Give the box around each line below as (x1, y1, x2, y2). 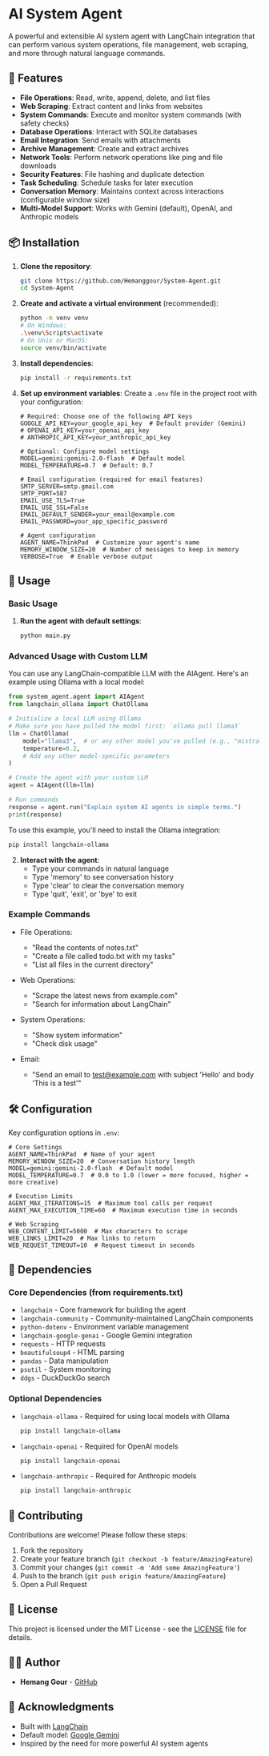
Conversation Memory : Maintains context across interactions (19, 186, 224, 196)
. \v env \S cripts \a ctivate (19, 329, 103, 337)
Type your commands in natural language (31, 864, 170, 873)
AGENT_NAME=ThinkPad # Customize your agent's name (19, 538, 200, 547)
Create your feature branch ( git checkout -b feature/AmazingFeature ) (19, 1554, 254, 1564)
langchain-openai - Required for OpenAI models (19, 1441, 179, 1451)
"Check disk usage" (31, 1038, 98, 1048)
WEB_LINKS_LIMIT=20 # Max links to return (8, 1234, 156, 1242)
